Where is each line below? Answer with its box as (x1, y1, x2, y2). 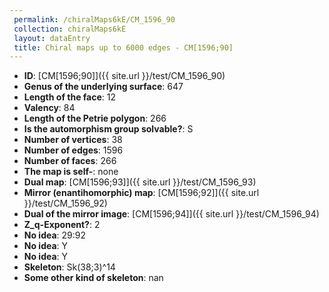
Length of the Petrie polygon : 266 (23, 112, 167, 125)
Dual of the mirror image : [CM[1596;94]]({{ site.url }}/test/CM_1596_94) (23, 208, 320, 220)
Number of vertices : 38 (23, 134, 123, 146)
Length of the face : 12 (23, 91, 117, 103)
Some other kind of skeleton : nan (23, 272, 164, 284)
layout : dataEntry (13, 33, 91, 43)
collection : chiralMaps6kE (13, 24, 127, 34)
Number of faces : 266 (23, 155, 117, 167)
